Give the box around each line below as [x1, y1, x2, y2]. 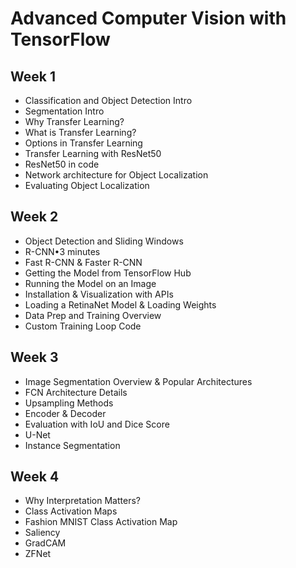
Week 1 [10, 68, 56, 85]
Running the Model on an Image [24, 277, 157, 289]
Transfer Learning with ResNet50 [24, 148, 162, 159]
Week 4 [10, 468, 60, 486]
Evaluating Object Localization [24, 180, 150, 191]
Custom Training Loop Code [24, 320, 142, 332]
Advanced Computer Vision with [10, 7, 287, 30]
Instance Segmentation [24, 439, 121, 451]
